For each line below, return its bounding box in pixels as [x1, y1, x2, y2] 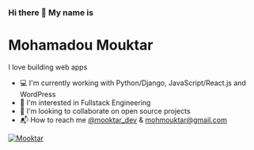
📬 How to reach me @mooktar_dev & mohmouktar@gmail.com [19, 114, 227, 125]
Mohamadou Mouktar [8, 36, 154, 54]
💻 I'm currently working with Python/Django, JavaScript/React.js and [19, 78, 247, 88]
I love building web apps [8, 62, 88, 72]
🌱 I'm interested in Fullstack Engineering [19, 98, 151, 107]
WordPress [19, 89, 56, 99]
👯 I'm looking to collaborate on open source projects [19, 106, 191, 115]
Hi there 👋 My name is [8, 7, 93, 18]
